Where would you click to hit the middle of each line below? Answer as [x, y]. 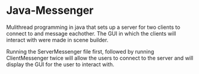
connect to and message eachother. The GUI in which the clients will [91, 33]
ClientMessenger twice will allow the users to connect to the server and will [100, 58]
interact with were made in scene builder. [57, 40]
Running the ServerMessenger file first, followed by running [80, 51]
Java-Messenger [50, 11]
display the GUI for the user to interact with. [60, 64]
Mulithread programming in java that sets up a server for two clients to [93, 27]
